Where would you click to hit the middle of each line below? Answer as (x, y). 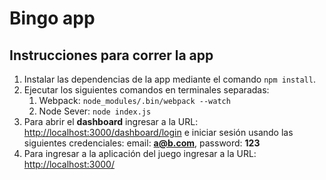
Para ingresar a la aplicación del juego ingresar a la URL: (140, 153)
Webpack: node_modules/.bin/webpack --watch (134, 100)
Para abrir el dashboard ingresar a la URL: (111, 121)
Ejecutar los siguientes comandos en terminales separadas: (146, 90)
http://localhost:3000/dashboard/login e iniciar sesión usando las (158, 132)
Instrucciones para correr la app (111, 55)
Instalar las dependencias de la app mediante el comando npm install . (169, 79)
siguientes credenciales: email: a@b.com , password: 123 (142, 143)
